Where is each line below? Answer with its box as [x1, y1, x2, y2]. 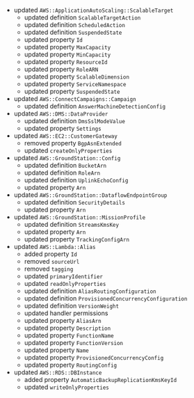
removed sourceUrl [24, 257, 80, 265]
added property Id [24, 250, 78, 258]
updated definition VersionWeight [24, 302, 120, 310]
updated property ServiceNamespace [24, 80, 127, 88]
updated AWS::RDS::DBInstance [13, 368, 102, 376]
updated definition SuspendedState [24, 28, 122, 36]
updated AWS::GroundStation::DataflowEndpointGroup [13, 191, 168, 199]
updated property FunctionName [24, 331, 114, 340]
